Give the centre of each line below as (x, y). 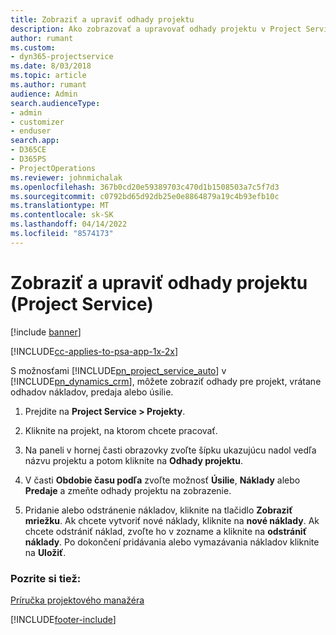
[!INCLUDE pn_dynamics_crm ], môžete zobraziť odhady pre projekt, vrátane (166, 381)
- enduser (31, 131)
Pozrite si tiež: (46, 578)
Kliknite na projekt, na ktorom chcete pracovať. (121, 430)
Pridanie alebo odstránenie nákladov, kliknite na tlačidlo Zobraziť (158, 510)
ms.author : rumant (48, 85)
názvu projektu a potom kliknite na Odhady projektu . (134, 460)
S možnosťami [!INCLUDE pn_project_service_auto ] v (118, 370)
